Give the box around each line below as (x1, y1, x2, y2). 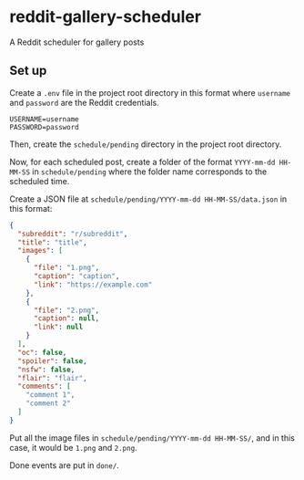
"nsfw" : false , (17, 365, 76, 374)
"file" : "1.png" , (33, 263, 100, 273)
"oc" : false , (17, 348, 67, 357)
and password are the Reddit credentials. (9, 97, 159, 108)
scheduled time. (9, 175, 70, 186)
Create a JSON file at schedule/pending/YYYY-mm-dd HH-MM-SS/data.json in (9, 193, 288, 204)
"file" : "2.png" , (33, 306, 100, 315)
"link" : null (33, 322, 84, 332)
